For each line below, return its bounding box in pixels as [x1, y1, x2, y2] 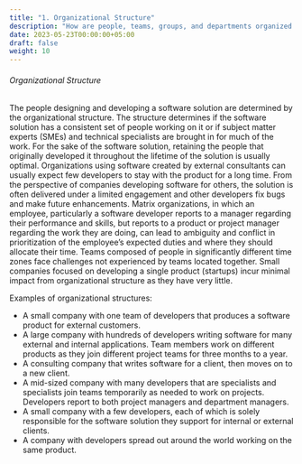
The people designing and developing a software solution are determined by [9, 103, 293, 114]
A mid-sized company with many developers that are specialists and [22, 377, 277, 388]
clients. [22, 425, 50, 436]
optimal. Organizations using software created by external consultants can [9, 160, 286, 172]
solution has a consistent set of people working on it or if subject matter [9, 122, 277, 133]
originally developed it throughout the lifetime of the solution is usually [9, 151, 270, 162]
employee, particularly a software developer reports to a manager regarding [9, 209, 291, 219]
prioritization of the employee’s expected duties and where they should [9, 237, 273, 248]
